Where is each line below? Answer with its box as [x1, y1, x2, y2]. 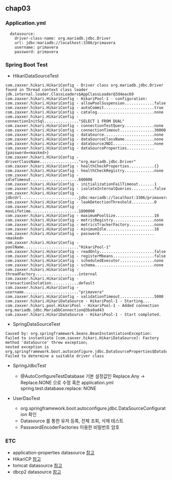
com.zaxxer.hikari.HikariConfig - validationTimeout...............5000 [5, 294, 164, 299]
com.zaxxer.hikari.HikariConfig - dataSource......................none [5, 132, 164, 137]
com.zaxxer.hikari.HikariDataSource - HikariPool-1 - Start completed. [5, 312, 161, 317]
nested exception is [5, 344, 50, 349]
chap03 [5, 4, 31, 13]
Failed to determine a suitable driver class [5, 353, 104, 359]
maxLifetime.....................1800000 [5, 208, 95, 214]
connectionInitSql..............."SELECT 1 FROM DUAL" [5, 118, 125, 124]
